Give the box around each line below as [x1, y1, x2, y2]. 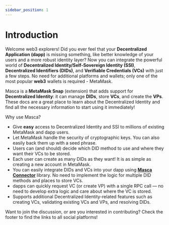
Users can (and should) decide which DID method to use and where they [12, 145, 164, 151]
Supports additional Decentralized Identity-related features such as [12, 193, 152, 200]
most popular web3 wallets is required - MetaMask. [5, 78, 112, 84]
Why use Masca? [5, 114, 41, 120]
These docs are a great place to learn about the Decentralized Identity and [5, 99, 160, 105]
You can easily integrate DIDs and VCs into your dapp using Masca [12, 166, 152, 172]
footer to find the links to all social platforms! [5, 214, 98, 220]
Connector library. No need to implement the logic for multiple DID [12, 172, 151, 178]
